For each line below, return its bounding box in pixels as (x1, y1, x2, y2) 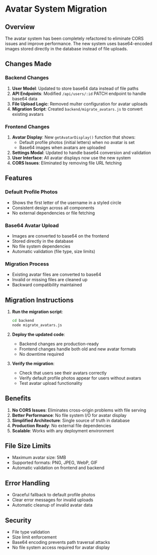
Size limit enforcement (12, 534, 57, 540)
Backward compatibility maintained (12, 282, 82, 288)
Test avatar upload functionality (19, 380, 83, 386)
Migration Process (5, 260, 49, 267)
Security (5, 516, 31, 524)
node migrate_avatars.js (12, 322, 62, 328)
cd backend (12, 318, 34, 323)
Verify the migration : (12, 360, 55, 366)
